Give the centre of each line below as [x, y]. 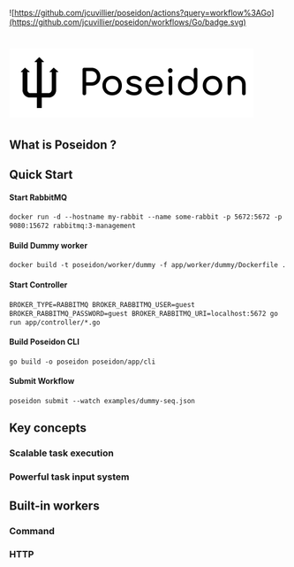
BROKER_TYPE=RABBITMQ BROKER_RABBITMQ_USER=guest [102, 304]
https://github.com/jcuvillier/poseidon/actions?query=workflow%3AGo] [144, 13]
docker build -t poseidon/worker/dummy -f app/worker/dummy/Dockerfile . [148, 265]
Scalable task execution [62, 453]
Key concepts [48, 428]
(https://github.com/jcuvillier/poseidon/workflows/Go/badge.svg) [128, 22]
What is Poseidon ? [63, 145]
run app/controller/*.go [55, 322]
